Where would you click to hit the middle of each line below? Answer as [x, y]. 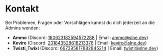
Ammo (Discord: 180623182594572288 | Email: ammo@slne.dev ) [80, 37]
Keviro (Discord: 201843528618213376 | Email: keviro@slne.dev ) [79, 42]
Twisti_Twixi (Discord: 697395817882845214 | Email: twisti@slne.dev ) [85, 48]
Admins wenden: [23, 27]
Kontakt [22, 9]
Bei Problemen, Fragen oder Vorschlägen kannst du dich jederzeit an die [80, 22]
